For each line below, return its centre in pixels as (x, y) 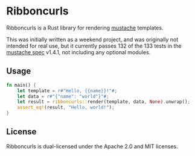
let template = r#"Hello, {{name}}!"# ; (67, 91)
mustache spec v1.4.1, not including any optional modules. (78, 52)
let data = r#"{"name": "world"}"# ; (63, 96)
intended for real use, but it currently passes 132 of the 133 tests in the (94, 46)
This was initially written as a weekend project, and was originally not (92, 39)
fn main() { (21, 85)
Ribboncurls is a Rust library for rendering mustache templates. (85, 28)
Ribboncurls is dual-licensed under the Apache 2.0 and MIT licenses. (92, 146)
